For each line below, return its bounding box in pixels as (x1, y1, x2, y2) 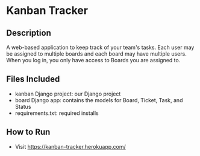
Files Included (6, 74, 60, 85)
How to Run (6, 127, 51, 137)
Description (6, 28, 51, 38)
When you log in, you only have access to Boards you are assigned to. (6, 57, 181, 63)
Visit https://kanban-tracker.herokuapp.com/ (14, 143, 127, 150)
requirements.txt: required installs (14, 109, 99, 117)
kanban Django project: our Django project (14, 90, 121, 97)
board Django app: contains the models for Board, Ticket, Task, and (14, 96, 183, 103)
